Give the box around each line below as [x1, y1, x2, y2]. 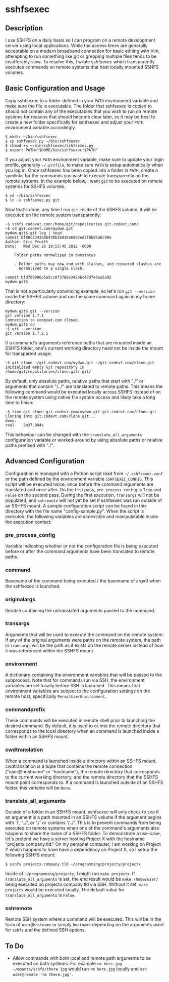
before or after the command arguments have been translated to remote [5, 548, 155, 554]
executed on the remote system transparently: [5, 212, 101, 218]
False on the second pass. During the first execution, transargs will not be [5, 492, 160, 498]
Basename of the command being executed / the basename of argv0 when [5, 578, 161, 584]
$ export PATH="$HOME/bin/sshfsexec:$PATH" [5, 147, 98, 152]
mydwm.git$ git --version [5, 308, 60, 313]
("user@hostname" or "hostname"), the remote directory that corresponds [5, 768, 160, 774]
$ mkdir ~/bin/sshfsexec [5, 134, 58, 139]
